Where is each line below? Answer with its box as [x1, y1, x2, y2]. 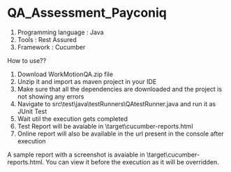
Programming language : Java [17, 28, 104, 36]
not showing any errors [17, 92, 84, 101]
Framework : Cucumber [17, 43, 86, 51]
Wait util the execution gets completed [17, 114, 128, 123]
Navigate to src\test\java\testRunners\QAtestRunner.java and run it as [17, 99, 216, 108]
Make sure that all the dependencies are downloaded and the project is [17, 85, 222, 93]
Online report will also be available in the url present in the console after [17, 129, 225, 138]
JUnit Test [17, 107, 47, 115]
